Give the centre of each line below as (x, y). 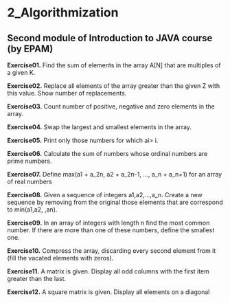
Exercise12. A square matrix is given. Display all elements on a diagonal (108, 292)
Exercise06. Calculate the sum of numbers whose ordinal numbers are (107, 154)
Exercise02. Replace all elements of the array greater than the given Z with (114, 86)
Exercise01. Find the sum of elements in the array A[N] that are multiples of (114, 65)
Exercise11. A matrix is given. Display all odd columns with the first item (108, 271)
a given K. (21, 72)
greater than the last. (37, 279)
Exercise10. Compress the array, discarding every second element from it (112, 251)
